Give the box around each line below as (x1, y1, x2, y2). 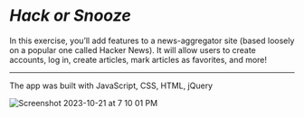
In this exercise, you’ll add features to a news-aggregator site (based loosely (9, 35, 295, 46)
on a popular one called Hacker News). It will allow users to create (9, 44, 256, 55)
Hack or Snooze (9, 5, 131, 26)
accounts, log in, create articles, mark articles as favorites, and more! (9, 54, 268, 65)
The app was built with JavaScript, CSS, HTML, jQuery (9, 80, 214, 91)
